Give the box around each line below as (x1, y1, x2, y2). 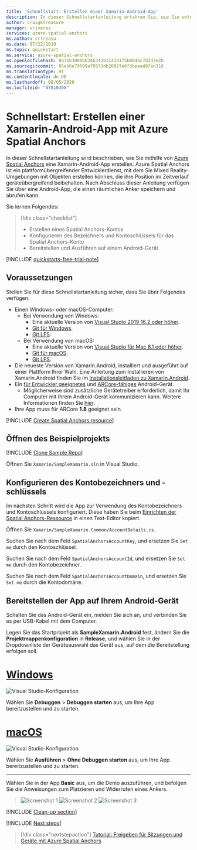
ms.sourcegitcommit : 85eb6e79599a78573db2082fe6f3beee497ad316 (6, 63, 164, 69)
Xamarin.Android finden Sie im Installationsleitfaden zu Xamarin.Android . (14, 374, 190, 381)
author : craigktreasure (6, 19, 64, 25)
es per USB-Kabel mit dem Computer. (6, 617, 97, 624)
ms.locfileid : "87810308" (6, 85, 69, 91)
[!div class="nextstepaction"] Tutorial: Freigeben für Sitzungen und (20, 831, 183, 838)
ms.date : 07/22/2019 (6, 42, 57, 47)
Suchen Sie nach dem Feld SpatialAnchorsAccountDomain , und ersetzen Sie (6, 572, 186, 580)
